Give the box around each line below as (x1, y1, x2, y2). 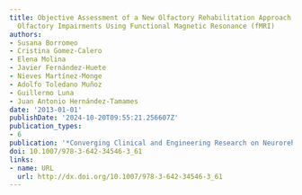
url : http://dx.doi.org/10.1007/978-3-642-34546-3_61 (17, 172, 223, 181)
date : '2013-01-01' (9, 105, 83, 114)
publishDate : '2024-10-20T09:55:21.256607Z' (9, 113, 179, 122)
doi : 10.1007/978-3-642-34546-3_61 (9, 146, 143, 155)
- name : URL (9, 164, 54, 173)
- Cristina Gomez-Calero (9, 47, 102, 56)
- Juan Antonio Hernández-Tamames (9, 96, 139, 106)
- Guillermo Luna (9, 88, 75, 97)
